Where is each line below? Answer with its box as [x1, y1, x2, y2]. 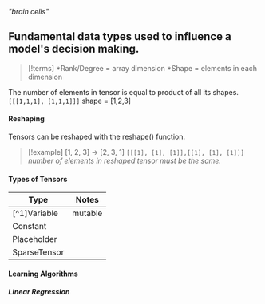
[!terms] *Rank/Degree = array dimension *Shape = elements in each [27, 63, 258, 73]
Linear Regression [8, 287, 70, 297]
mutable [71, 207, 103, 219]
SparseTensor [12, 247, 65, 258]
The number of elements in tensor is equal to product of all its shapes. [8, 87, 239, 97]
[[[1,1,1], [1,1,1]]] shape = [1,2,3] [8, 96, 132, 105]
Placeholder [12, 234, 57, 245]
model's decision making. [8, 42, 140, 56]
